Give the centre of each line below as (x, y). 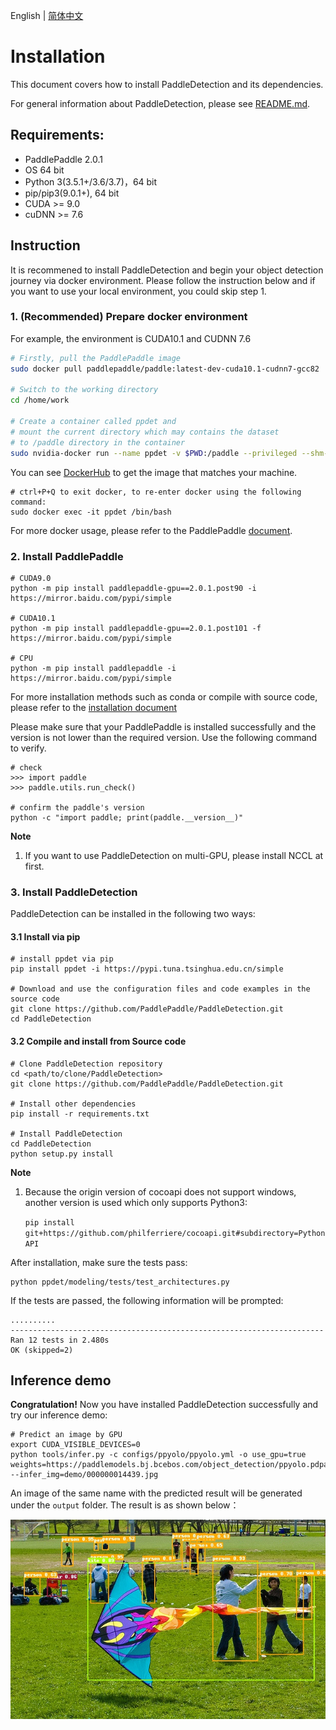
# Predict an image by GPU (66, 1435)
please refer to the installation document (93, 707)
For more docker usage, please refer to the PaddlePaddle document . (151, 530)
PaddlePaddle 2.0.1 (63, 159)
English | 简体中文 (47, 15)
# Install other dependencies (73, 1104)
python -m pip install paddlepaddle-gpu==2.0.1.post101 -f (136, 628)
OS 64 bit (44, 170)
